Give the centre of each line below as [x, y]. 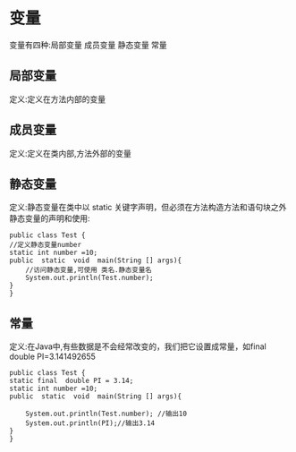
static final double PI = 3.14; [72, 381]
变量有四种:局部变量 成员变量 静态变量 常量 [88, 45]
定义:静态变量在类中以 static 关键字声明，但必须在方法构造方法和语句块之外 [148, 208]
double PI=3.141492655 [53, 357]
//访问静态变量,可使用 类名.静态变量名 [89, 270]
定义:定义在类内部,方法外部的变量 [71, 153]
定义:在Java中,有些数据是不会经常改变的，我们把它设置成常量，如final [138, 346]
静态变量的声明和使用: [50, 218]
